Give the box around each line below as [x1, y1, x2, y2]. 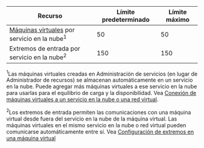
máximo [166, 15, 190, 24]
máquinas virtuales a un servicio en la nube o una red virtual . [6, 96, 159, 103]
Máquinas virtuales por [9, 26, 75, 34]
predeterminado [101, 15, 150, 24]
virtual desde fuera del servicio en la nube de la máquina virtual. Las [6, 115, 177, 122]
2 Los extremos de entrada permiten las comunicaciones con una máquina [6, 108, 191, 116]
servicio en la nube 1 [9, 33, 67, 43]
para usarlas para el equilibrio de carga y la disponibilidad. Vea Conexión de [6, 90, 197, 97]
